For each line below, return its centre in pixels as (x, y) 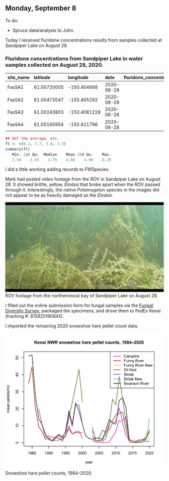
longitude (78, 77)
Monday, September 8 (41, 8)
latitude (42, 77)
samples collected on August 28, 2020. (54, 65)
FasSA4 (15, 125)
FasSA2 (15, 100)
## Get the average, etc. (32, 138)
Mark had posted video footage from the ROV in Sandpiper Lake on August (83, 179)
